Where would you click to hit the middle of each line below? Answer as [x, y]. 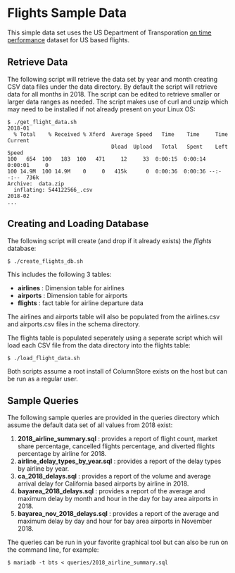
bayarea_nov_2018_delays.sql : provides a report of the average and [118, 514]
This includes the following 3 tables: [59, 274]
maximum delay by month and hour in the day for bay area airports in [118, 499]
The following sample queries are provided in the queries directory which [113, 418]
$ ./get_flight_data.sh [42, 122]
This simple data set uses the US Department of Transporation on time [109, 32]
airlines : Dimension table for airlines [71, 288]
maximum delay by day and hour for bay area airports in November [115, 521]
